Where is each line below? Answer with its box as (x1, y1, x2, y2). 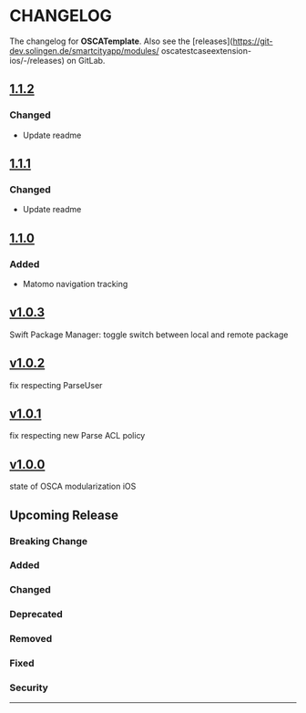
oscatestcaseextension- (160, 45, 252, 56)
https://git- (232, 36, 273, 46)
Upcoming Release (9, 507, 118, 522)
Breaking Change (9, 534, 88, 547)
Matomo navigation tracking (22, 279, 128, 289)
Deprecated (9, 608, 64, 621)
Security (9, 681, 48, 694)
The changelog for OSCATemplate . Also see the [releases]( (9, 36, 234, 46)
